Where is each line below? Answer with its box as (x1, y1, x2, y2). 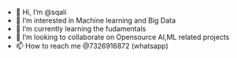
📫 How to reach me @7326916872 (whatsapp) (15, 42, 168, 50)
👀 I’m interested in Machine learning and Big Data (15, 16, 176, 25)
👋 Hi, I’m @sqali (15, 8, 67, 16)
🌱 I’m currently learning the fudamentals (15, 24, 146, 33)
